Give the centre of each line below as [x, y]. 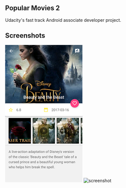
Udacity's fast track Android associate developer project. [63, 20]
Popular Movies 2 [33, 8]
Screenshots [25, 36]
